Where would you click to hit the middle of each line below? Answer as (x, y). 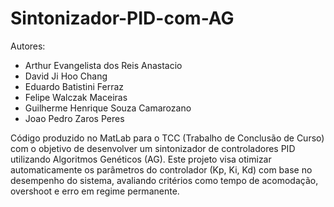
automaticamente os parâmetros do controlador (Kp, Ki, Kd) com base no (161, 169)
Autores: (28, 46)
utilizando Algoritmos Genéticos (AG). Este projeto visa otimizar (141, 159)
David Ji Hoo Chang (66, 76)
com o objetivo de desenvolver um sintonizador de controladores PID (153, 148)
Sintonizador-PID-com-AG (122, 18)
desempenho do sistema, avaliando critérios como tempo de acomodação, (164, 180)
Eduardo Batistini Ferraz (74, 86)
